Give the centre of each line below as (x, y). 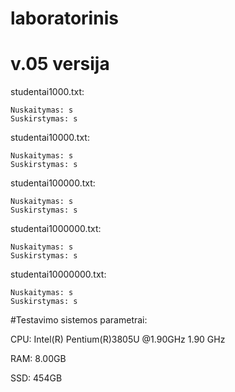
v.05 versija (60, 64)
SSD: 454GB (36, 378)
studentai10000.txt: (50, 138)
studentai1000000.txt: (56, 229)
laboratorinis (64, 18)
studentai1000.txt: (47, 92)
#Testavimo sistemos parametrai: (79, 320)
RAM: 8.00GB (38, 359)
